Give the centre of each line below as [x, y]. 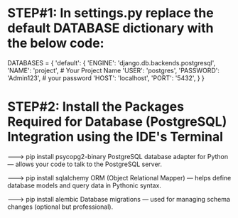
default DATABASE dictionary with [110, 28]
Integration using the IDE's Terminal [115, 137]
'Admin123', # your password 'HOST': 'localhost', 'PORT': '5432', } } [106, 78]
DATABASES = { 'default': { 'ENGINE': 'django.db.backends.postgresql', [112, 62]
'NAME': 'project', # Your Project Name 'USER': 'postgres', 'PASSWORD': [114, 70]
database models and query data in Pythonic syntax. [85, 185]
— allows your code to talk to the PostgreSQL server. [85, 164]
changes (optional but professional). [60, 207]
